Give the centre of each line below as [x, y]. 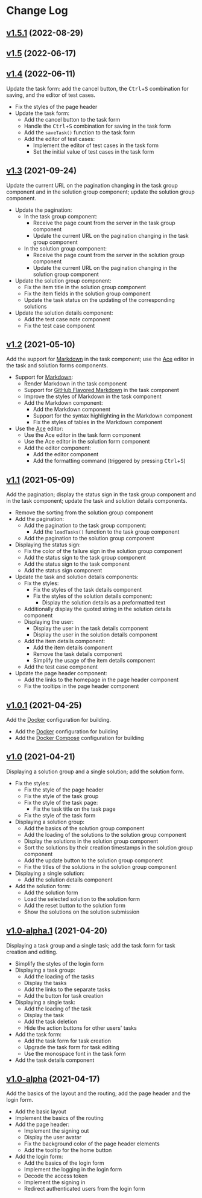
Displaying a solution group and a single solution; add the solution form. [95, 771]
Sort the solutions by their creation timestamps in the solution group [108, 847]
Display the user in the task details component [91, 628]
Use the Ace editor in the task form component [82, 435]
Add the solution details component [68, 879]
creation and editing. [32, 952]
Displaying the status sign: [48, 545]
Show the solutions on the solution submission [82, 912]
